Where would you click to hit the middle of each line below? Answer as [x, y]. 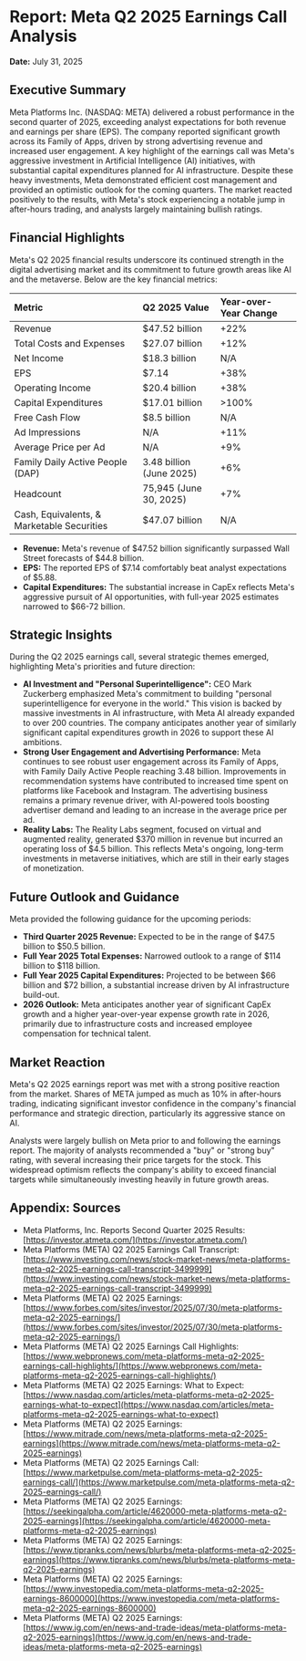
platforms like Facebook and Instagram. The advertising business [145, 791]
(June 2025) [170, 473]
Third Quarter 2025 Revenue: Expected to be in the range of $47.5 [149, 937]
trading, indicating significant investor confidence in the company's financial [153, 1104]
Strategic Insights [61, 634]
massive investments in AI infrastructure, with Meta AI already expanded [158, 713]
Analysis [43, 36]
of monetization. [53, 868]
